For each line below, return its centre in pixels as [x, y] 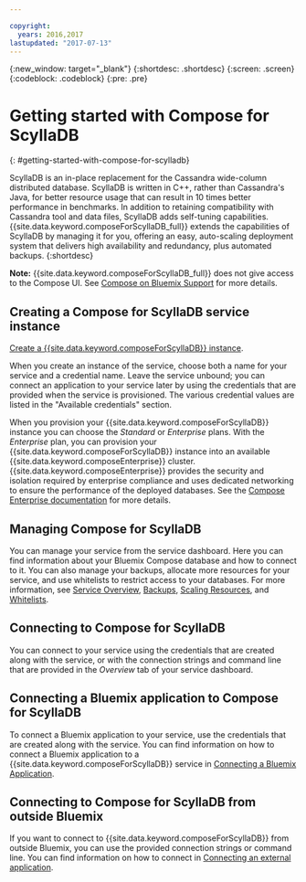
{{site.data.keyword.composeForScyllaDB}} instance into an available [140, 452]
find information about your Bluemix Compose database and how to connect [153, 560]
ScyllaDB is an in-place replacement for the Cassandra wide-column [138, 178]
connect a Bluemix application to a [74, 754]
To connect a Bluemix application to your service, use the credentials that [148, 734]
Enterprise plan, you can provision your [83, 442]
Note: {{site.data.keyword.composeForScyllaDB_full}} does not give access [152, 273]
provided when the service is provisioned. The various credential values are [152, 395]
